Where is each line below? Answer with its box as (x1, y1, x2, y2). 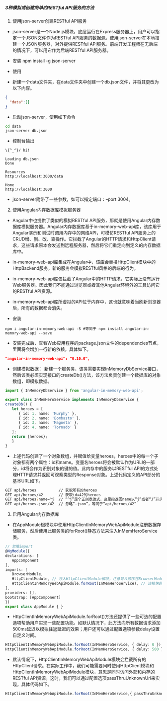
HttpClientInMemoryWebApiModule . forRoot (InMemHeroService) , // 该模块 (11, 581, 159, 586)
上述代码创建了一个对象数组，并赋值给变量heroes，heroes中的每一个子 (12, 453, 159, 459)
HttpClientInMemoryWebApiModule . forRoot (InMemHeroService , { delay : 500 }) (5, 647, 166, 652)
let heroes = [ (11, 406, 43, 411)
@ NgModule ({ (5, 549, 30, 554)
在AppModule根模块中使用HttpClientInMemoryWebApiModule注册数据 (12, 522, 157, 528)
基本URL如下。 (12, 477, 43, 484)
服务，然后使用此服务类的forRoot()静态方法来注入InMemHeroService (16, 528, 158, 534)
